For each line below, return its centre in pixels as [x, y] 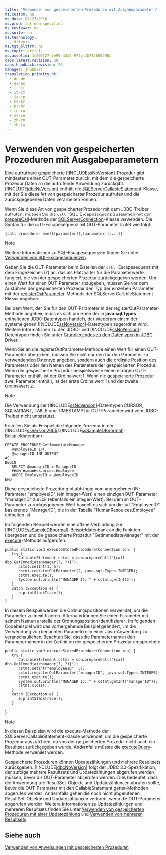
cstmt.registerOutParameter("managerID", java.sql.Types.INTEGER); [89, 673]
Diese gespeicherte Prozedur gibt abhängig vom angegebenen [69, 489]
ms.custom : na [20, 14]
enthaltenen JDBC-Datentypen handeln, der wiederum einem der [71, 319]
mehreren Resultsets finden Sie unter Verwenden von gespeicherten [75, 809]
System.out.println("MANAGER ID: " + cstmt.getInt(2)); [77, 580]
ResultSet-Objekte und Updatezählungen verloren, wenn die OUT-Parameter [83, 799]
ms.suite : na [19, 33]
